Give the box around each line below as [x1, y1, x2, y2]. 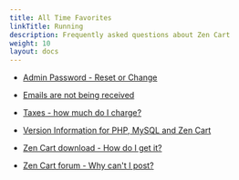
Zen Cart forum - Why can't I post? [22, 160, 154, 171]
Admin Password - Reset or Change [22, 72, 158, 83]
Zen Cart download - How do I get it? [22, 143, 162, 154]
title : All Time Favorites [9, 13, 112, 23]
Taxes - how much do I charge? [22, 107, 142, 118]
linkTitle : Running [9, 22, 84, 31]
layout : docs [9, 47, 59, 56]
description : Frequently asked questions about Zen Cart [9, 30, 231, 39]
